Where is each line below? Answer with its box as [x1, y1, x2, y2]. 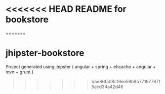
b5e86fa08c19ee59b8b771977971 [91, 78, 161, 84]
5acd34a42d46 [91, 84, 124, 90]
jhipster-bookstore [5, 48, 84, 59]
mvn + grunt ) [5, 69, 34, 75]
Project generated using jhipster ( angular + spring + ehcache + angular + [5, 63, 156, 69]
